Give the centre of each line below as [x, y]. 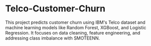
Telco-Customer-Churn [55, 9]
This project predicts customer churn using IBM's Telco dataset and [75, 22]
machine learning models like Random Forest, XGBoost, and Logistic [76, 27]
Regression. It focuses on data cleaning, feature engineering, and [73, 33]
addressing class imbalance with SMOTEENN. [53, 38]
